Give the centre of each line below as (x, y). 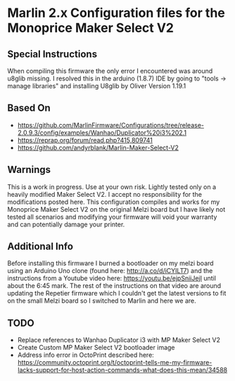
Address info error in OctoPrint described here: (86, 355)
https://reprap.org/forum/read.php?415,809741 (85, 140)
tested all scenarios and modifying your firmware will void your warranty (112, 217)
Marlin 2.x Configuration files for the (116, 13)
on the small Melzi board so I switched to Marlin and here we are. (102, 301)
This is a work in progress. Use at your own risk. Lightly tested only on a (112, 187)
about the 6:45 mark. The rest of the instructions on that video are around (114, 286)
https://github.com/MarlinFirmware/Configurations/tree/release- (111, 125)
